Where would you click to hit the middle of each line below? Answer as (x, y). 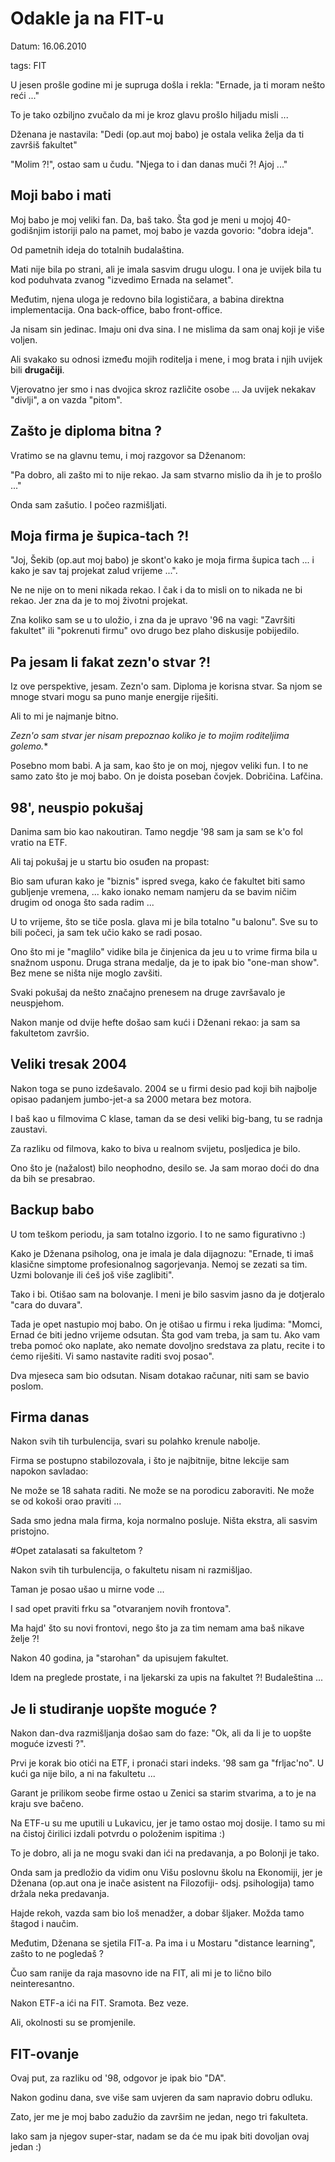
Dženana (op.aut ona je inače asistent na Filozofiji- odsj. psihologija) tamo (162, 1883)
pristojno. (30, 1531)
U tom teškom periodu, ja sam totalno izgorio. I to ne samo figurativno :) (158, 1234)
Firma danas (50, 1417)
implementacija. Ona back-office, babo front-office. (116, 309)
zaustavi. (29, 1129)
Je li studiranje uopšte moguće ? (114, 1708)
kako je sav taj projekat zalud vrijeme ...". (94, 571)
